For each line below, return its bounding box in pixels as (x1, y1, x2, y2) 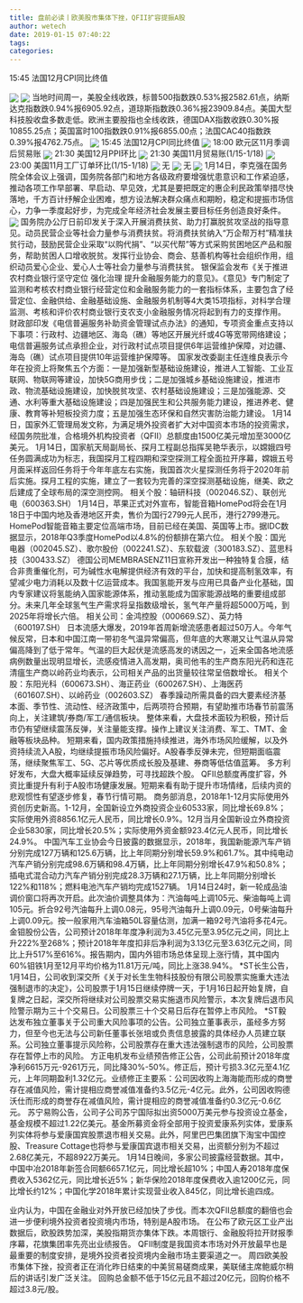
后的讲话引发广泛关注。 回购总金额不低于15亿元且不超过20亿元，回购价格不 (9, 1272, 290, 1283)
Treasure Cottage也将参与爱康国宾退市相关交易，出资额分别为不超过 (24, 1140, 280, 1151)
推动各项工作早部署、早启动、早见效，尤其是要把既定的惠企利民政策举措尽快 (9, 182, 294, 193)
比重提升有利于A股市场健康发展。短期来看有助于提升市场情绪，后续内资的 (16, 779, 291, 790)
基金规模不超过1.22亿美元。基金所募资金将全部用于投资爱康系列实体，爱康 (9, 1117, 286, 1128)
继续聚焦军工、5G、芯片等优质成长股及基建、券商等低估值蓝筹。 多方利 (24, 757, 291, 767)
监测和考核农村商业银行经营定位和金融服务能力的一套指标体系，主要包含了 (9, 283, 286, 294)
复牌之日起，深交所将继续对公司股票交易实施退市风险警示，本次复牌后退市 (9, 994, 286, 1005)
